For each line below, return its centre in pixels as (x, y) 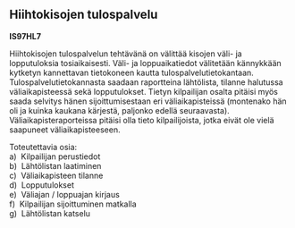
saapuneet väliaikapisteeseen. (65, 130)
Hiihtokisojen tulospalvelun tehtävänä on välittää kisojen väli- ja (126, 54)
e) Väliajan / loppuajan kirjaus (65, 194)
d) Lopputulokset (42, 185)
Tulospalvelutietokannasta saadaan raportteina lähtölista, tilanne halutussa (146, 82)
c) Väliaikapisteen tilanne (56, 175)
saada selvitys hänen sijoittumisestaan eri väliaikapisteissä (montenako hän (148, 101)
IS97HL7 (25, 36)
